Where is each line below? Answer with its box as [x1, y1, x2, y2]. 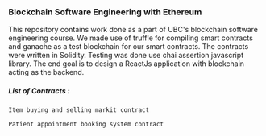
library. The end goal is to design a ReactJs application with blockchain [8, 59, 244, 68]
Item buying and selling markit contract [8, 106, 150, 114]
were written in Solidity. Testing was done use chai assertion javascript [8, 51, 244, 60]
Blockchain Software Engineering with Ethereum [8, 6, 202, 18]
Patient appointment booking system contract [8, 120, 164, 129]
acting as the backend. [8, 68, 85, 77]
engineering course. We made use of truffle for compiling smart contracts [8, 33, 254, 43]
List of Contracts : [8, 85, 70, 95]
